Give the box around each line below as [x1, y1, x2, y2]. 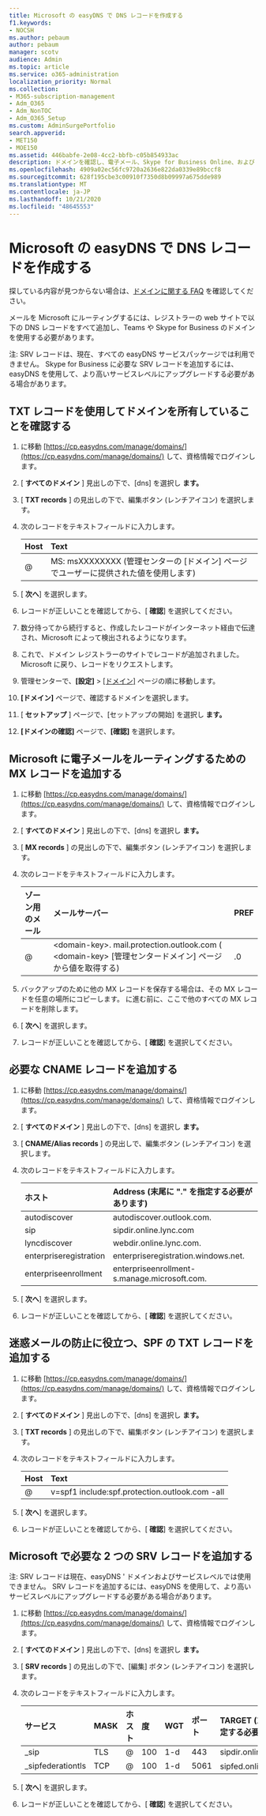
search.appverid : [9, 129, 66, 137]
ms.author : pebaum [9, 33, 69, 42]
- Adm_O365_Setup [9, 115, 66, 122]
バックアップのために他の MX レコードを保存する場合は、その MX [20, 984, 236, 994]
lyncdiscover [24, 1237, 73, 1248]
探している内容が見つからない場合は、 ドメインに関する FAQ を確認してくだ [9, 286, 254, 296]
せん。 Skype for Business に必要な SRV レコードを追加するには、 [22, 359, 238, 369]
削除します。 [41, 1004, 83, 1013]
